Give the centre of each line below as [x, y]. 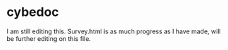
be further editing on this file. [49, 38]
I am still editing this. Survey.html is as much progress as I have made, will [114, 31]
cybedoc [33, 12]
